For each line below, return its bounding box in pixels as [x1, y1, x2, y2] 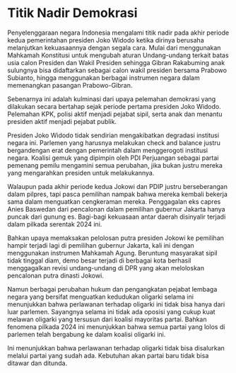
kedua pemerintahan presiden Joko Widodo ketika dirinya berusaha [7, 35, 204, 44]
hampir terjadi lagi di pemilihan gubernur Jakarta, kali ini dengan [7, 241, 194, 249]
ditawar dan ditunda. [7, 359, 68, 367]
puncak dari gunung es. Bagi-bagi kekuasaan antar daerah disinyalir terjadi [7, 212, 226, 221]
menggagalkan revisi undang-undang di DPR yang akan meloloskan [7, 263, 205, 272]
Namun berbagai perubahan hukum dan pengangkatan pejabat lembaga [7, 285, 218, 293]
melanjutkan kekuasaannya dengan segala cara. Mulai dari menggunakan [7, 43, 221, 52]
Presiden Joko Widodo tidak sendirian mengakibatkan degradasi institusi [7, 131, 220, 139]
